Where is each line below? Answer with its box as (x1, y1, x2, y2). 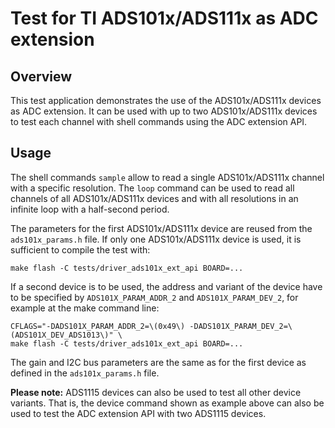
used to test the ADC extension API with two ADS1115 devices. (10, 407, 267, 419)
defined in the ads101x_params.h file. (10, 367, 160, 379)
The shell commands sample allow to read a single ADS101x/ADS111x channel (10, 171, 325, 183)
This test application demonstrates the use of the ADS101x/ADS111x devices (10, 95, 322, 106)
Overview (10, 68, 73, 85)
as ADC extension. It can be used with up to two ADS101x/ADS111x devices (10, 105, 318, 117)
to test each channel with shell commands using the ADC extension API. (10, 116, 308, 127)
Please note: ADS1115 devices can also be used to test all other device (10, 386, 302, 398)
